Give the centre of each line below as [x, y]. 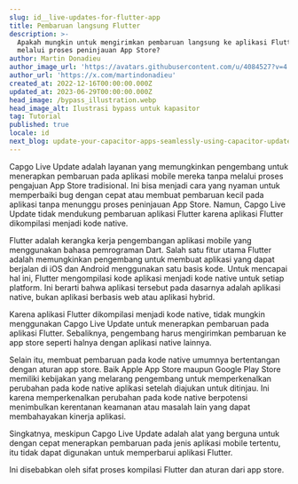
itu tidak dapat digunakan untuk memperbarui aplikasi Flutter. [121, 452]
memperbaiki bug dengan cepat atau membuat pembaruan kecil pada [137, 194]
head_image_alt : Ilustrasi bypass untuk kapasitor [105, 108]
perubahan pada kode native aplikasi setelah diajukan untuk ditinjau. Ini [139, 388]
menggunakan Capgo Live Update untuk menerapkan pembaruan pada [139, 323]
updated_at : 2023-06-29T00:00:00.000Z [81, 91]
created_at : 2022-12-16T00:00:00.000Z [81, 83]
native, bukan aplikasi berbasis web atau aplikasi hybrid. [112, 297]
